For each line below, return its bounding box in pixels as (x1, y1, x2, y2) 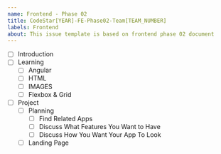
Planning (28, 106, 55, 115)
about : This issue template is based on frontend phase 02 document (7, 30, 215, 38)
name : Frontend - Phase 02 (7, 10, 87, 18)
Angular (28, 66, 52, 75)
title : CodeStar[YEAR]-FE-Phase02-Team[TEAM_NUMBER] (7, 17, 167, 24)
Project (17, 98, 39, 107)
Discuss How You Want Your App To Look (38, 130, 161, 139)
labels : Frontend (7, 24, 59, 31)
